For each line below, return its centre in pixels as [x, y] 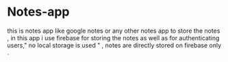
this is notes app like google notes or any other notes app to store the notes [114, 31]
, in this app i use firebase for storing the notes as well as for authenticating [113, 37]
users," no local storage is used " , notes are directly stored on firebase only [114, 45]
